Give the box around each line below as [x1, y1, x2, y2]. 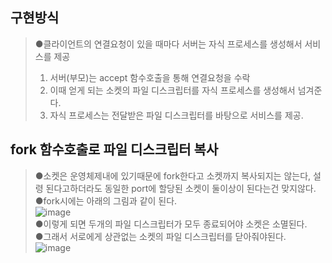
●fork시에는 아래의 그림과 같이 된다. [34, 194, 178, 207]
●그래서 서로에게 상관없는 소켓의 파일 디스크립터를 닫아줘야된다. [34, 230, 287, 242]
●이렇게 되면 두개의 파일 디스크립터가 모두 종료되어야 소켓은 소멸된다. [34, 218, 308, 230]
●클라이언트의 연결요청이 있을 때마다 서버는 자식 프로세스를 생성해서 [34, 38, 303, 50]
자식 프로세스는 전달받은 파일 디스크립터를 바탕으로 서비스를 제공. [49, 109, 304, 121]
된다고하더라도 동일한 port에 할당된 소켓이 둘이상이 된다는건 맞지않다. [45, 182, 317, 194]
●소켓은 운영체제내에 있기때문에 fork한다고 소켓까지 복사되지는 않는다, [34, 169, 312, 182]
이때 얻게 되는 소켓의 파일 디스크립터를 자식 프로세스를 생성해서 [49, 84, 296, 96]
